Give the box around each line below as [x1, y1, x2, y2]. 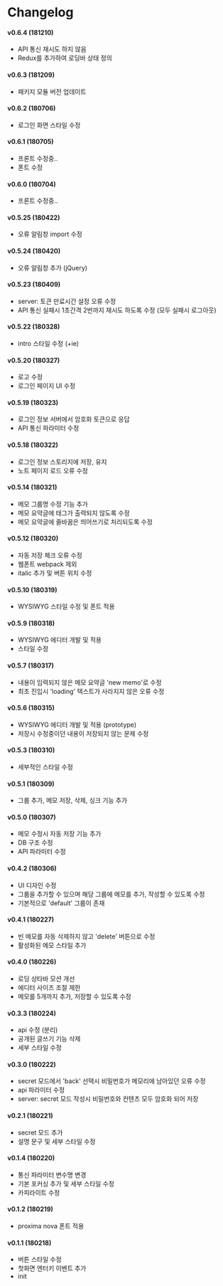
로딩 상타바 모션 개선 [17, 974, 75, 983]
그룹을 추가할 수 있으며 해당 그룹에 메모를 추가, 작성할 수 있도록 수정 [17, 890, 205, 898]
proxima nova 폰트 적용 [17, 1222, 85, 1230]
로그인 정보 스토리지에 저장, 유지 [17, 457, 107, 466]
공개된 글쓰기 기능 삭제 [17, 1035, 81, 1043]
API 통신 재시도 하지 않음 [17, 45, 87, 53]
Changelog [7, 4, 74, 21]
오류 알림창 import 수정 [17, 230, 83, 238]
